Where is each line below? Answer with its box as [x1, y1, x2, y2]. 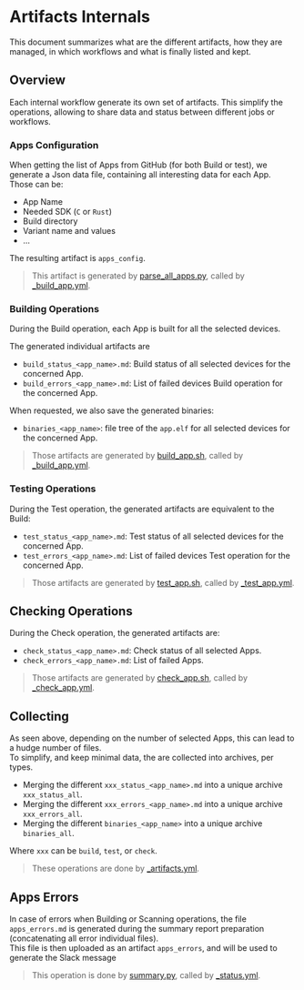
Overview [9, 73, 66, 88]
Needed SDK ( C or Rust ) [22, 207, 112, 217]
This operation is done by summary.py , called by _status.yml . [31, 970, 261, 981]
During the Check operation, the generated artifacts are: [9, 628, 220, 639]
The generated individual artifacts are [9, 341, 150, 352]
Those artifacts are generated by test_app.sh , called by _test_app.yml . [31, 577, 295, 588]
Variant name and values [22, 226, 117, 237]
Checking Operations [9, 603, 134, 620]
